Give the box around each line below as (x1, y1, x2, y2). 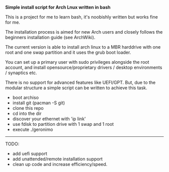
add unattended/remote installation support (12, 156, 103, 162)
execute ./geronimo (12, 126, 53, 132)
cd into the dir (12, 110, 42, 116)
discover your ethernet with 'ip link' (12, 116, 87, 122)
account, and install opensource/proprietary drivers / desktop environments (5, 65, 162, 70)
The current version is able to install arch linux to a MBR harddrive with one (5, 44, 161, 50)
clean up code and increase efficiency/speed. (12, 161, 108, 167)
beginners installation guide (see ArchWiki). (5, 35, 96, 40)
